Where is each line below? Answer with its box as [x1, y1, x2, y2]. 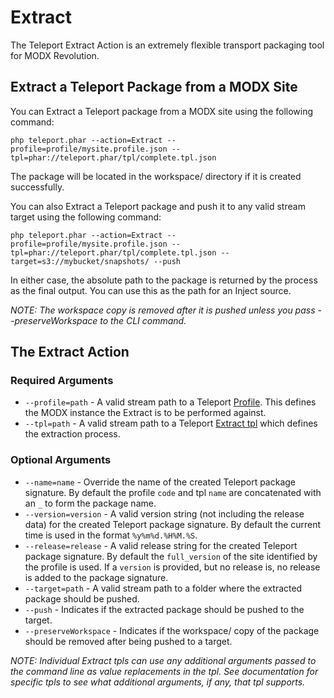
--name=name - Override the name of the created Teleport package [24, 476, 297, 488]
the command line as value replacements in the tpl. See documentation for [10, 665, 319, 677]
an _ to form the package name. [24, 497, 157, 509]
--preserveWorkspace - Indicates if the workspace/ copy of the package [24, 624, 320, 636]
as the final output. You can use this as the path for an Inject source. [10, 284, 292, 296]
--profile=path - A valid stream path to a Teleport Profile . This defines [24, 396, 317, 408]
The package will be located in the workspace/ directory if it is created [10, 170, 302, 182]
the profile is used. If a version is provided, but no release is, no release [24, 561, 321, 573]
